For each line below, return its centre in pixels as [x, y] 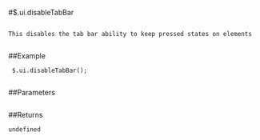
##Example [27, 56]
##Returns [26, 115]
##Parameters [32, 92]
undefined [25, 130]
